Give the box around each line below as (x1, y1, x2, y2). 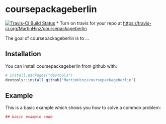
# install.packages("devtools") (5, 73, 73, 78)
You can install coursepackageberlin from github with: (5, 63, 117, 69)
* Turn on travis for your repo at (56, 20, 122, 26)
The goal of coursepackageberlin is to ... (5, 35, 90, 41)
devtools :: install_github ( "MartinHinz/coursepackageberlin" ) (5, 77, 136, 82)
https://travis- (123, 20, 152, 26)
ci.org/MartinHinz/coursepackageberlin (5, 25, 87, 31)
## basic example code (5, 114, 53, 119)
